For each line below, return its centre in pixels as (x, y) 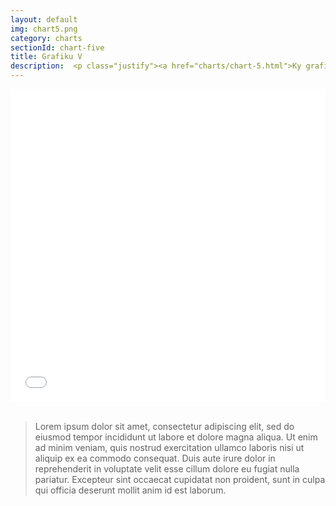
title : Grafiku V (46, 57)
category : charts (46, 38)
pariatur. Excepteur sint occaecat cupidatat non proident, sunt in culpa (180, 479)
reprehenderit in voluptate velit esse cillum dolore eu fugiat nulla (167, 469)
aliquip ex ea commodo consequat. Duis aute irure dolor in (155, 458)
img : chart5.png (44, 29)
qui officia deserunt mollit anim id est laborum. (130, 490)
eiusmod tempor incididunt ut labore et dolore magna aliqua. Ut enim (176, 437)
